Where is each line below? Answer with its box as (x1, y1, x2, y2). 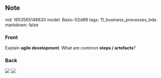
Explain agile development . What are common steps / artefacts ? (5, 45, 136, 51)
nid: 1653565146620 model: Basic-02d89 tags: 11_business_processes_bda (5, 16, 157, 22)
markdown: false (5, 22, 39, 28)
